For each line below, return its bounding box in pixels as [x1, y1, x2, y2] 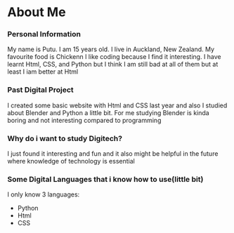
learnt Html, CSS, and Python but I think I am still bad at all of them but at [7, 60, 219, 69]
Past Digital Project [7, 85, 74, 95]
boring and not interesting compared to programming [7, 116, 162, 124]
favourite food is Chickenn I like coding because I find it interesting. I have [7, 53, 221, 61]
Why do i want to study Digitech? [7, 133, 123, 143]
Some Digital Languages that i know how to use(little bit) [7, 175, 204, 184]
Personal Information [7, 29, 81, 39]
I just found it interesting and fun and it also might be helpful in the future [7, 149, 219, 158]
